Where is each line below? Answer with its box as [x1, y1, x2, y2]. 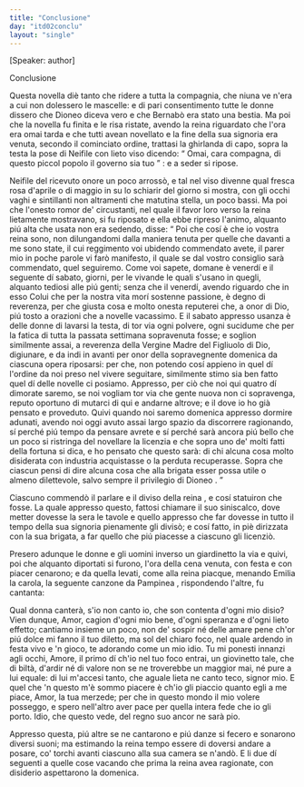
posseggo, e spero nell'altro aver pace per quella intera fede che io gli [9, 702, 272, 712]
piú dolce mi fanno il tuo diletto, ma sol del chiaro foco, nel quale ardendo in [9, 633, 293, 645]
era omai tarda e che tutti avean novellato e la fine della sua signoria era [9, 129, 279, 140]
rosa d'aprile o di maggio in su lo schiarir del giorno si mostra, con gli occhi [9, 185, 290, 196]
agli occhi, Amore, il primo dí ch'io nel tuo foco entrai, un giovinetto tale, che [9, 653, 295, 664]
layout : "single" [9, 30, 75, 39]
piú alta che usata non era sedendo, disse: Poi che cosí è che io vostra [9, 224, 279, 234]
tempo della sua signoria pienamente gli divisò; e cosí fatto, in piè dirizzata [9, 522, 289, 533]
